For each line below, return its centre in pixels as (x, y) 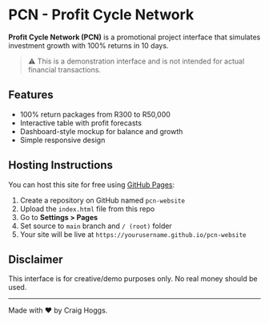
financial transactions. (64, 69)
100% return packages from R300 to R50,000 (95, 114)
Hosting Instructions (61, 165)
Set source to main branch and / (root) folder (96, 226)
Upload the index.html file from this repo (87, 209)
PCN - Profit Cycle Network (101, 15)
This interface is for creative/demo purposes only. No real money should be (133, 279)
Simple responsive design (62, 140)
